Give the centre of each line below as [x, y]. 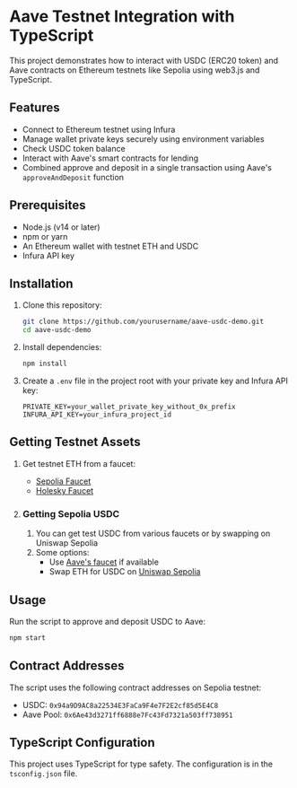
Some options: [62, 553]
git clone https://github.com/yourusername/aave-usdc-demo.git [143, 322]
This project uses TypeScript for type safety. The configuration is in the [141, 764]
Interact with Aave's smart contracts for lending [110, 158]
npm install [44, 364]
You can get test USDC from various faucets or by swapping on [153, 534]
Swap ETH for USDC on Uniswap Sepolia [125, 572]
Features [35, 108]
